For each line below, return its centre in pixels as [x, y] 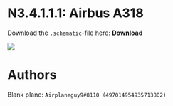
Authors [32, 75]
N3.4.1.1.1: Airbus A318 [75, 13]
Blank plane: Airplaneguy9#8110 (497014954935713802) [87, 95]
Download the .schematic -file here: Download [75, 33]
